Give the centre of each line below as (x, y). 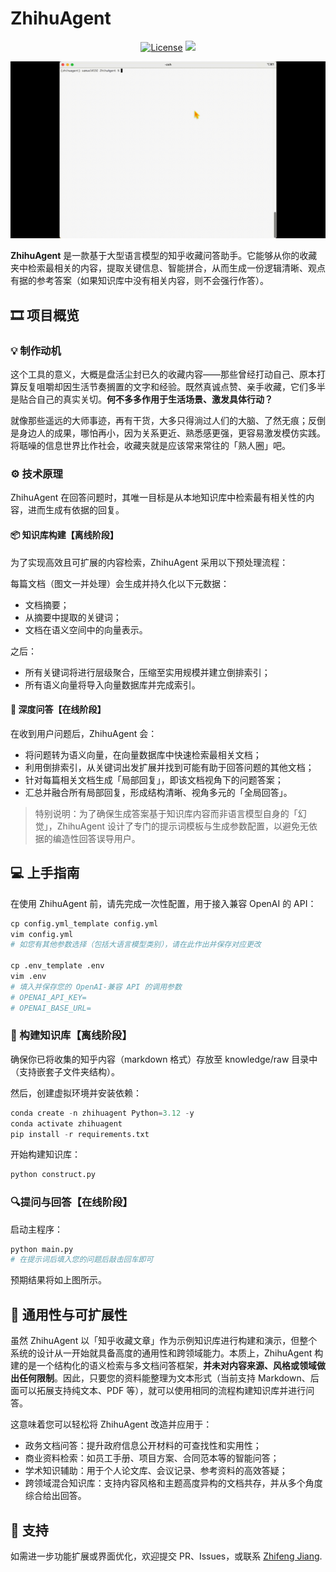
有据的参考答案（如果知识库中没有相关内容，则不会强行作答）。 (139, 281)
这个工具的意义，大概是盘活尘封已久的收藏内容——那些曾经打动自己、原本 (163, 374)
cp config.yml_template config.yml (84, 923)
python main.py (42, 1249)
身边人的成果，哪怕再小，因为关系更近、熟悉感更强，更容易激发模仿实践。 (172, 433)
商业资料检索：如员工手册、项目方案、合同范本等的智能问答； (152, 1458)
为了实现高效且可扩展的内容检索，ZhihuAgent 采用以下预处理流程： (149, 562)
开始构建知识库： (45, 1154)
